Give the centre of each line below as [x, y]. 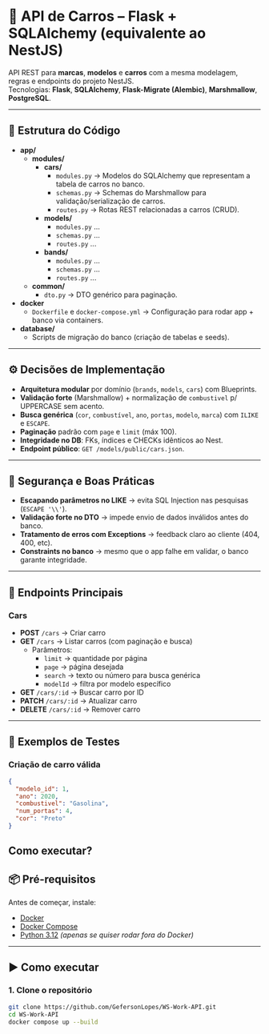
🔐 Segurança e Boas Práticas [81, 481]
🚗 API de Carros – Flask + [93, 16]
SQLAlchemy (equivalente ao [107, 33]
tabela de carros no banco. [100, 184]
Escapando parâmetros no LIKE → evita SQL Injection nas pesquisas [134, 500]
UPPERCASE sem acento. [62, 406]
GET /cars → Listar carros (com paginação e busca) [106, 641]
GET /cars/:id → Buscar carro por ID [82, 692]
